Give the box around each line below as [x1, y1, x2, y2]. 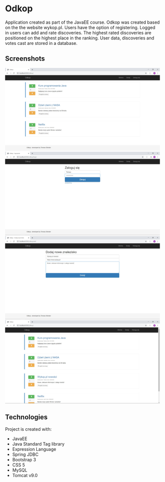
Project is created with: [5, 426, 52, 432]
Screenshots [5, 55, 45, 63]
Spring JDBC [12, 451, 39, 457]
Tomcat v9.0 [12, 472, 38, 478]
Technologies [5, 413, 48, 421]
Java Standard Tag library [12, 441, 65, 447]
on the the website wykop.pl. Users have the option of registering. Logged [5, 24, 156, 30]
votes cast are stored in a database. [5, 40, 78, 46]
